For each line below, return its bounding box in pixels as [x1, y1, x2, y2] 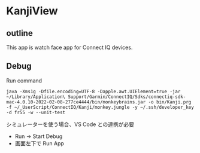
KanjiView [6, 4, 58, 18]
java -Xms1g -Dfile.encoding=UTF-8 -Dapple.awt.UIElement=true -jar [6, 88, 181, 94]
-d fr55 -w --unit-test [6, 109, 66, 115]
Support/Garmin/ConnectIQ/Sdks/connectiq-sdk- [68, 94, 186, 100]
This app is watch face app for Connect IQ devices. [6, 44, 133, 51]
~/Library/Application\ [6, 94, 66, 100]
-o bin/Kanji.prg [148, 99, 192, 105]
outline [6, 28, 33, 38]
